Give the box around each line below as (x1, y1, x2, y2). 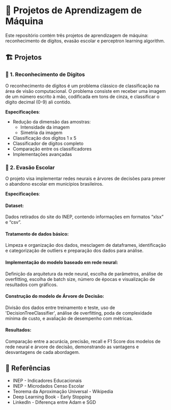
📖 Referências (5, 364, 51, 373)
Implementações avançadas (12, 151, 72, 157)
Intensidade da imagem (20, 124, 70, 130)
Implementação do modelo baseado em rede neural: (5, 259, 118, 265)
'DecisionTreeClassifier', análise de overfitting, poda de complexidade (5, 310, 152, 316)
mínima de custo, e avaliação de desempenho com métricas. (5, 315, 133, 321)
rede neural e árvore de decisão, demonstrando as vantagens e (5, 344, 139, 350)
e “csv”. (5, 219, 21, 225)
